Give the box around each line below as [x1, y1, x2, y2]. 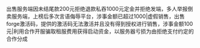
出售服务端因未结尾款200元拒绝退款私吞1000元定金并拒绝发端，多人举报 [6, 5, 188, 12]
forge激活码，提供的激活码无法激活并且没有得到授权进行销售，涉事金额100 [6, 20, 193, 27]
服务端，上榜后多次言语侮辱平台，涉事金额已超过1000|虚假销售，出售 [11, 13, 185, 20]
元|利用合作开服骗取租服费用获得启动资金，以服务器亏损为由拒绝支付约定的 [6, 28, 194, 35]
